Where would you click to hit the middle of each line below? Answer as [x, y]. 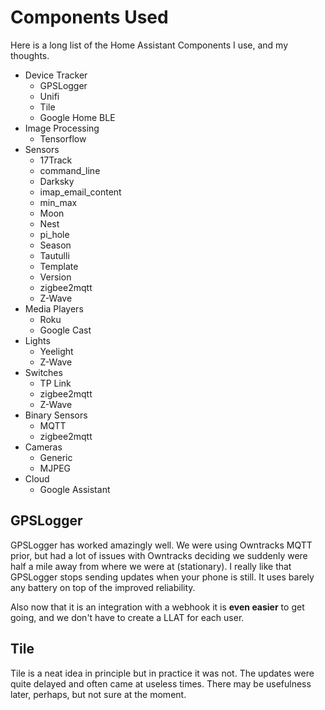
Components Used [89, 17]
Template [59, 266]
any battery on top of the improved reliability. [103, 587]
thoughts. [30, 55]
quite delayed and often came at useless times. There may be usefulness [161, 683]
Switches [43, 372]
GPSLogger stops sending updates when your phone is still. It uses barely [162, 577]
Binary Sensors [56, 415]
